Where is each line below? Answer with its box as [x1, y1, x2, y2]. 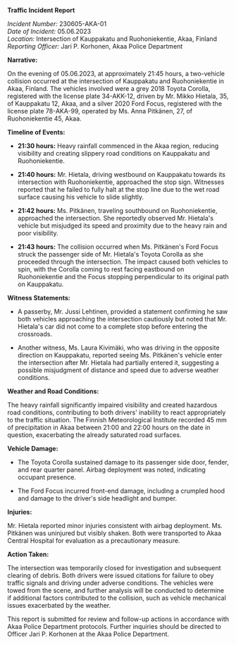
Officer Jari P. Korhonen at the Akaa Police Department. [7, 630, 170, 638]
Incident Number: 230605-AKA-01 [7, 20, 107, 27]
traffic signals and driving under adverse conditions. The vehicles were [7, 579, 213, 587]
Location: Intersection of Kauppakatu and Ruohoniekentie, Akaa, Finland [7, 35, 217, 43]
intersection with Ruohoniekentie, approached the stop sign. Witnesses [17, 178, 225, 186]
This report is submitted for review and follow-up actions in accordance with [7, 615, 230, 623]
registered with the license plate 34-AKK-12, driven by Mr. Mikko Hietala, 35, [7, 92, 229, 100]
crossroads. [17, 330, 53, 338]
